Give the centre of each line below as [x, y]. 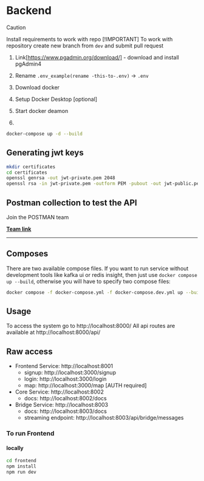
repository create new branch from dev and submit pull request [85, 46]
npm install [21, 466]
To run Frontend [30, 434]
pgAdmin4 [28, 64]
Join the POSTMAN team [38, 217]
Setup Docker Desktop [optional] [56, 99]
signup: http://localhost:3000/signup [70, 373]
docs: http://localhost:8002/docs [66, 398]
